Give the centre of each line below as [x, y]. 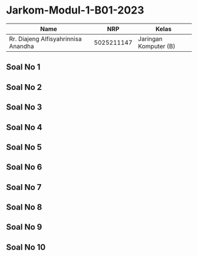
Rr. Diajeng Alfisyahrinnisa [45, 39]
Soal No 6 [24, 167]
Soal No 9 [24, 227]
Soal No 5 [24, 147]
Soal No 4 [24, 127]
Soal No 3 [24, 107]
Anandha [22, 46]
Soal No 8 [24, 207]
